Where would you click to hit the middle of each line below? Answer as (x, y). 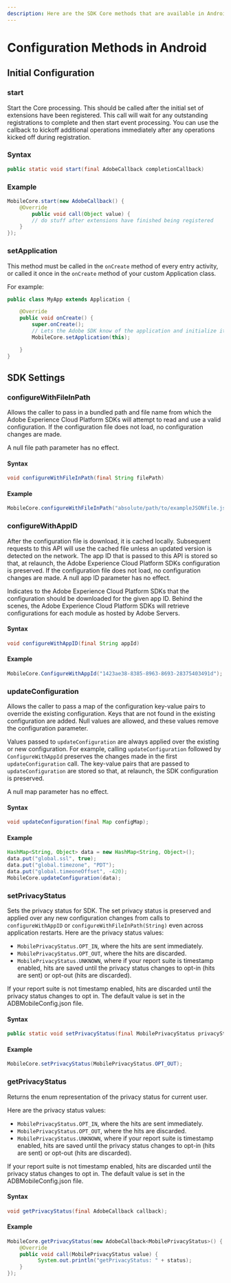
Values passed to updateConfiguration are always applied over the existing (113, 742)
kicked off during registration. (49, 137)
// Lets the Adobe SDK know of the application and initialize (124, 331)
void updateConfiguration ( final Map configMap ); (78, 822)
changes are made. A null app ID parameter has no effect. (89, 577)
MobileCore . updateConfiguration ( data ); (64, 878)
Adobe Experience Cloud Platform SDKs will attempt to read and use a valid (114, 420)
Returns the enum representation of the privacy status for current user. (108, 1097)
